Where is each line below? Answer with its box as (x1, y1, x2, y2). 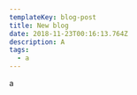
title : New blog (9, 21, 69, 30)
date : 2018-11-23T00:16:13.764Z (9, 29, 128, 38)
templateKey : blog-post (9, 12, 97, 22)
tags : (9, 46, 29, 55)
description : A (9, 37, 65, 47)
